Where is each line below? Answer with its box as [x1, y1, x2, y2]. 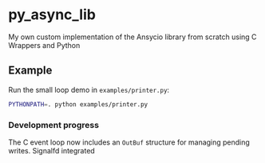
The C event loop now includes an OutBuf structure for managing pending [8, 137, 250, 147]
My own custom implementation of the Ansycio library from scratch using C [8, 32, 257, 42]
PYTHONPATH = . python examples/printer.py [8, 100, 148, 109]
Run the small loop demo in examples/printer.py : [8, 85, 170, 94]
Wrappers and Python [8, 40, 81, 50]
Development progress [8, 119, 100, 130]
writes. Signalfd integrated [8, 145, 96, 155]
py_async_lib [8, 6, 96, 24]
